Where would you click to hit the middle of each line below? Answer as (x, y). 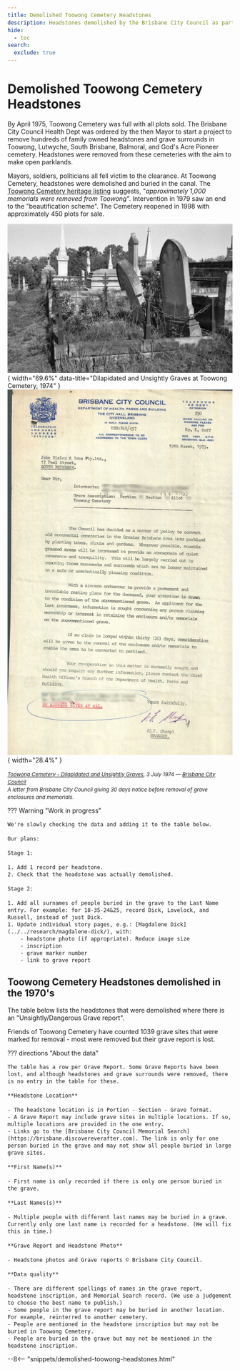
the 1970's (31, 993)
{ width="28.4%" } (35, 760)
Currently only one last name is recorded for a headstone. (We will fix (120, 1225)
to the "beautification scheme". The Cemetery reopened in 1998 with (109, 206)
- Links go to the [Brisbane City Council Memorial (86, 1132)
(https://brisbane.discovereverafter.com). (73, 1139)
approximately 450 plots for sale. (56, 214)
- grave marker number (54, 953)
